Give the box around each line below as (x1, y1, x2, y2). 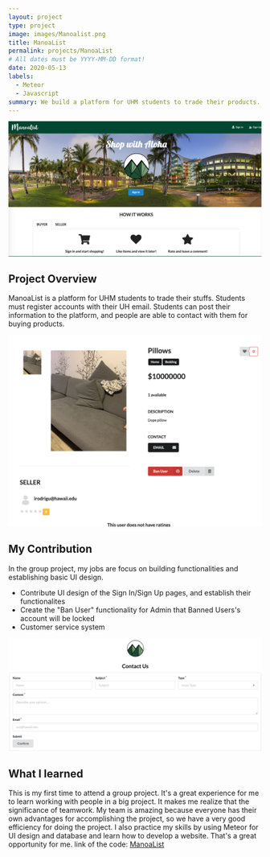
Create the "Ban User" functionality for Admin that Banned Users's (19, 604, 241, 615)
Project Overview (8, 272, 97, 286)
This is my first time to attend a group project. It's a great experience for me (8, 788, 260, 797)
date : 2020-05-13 (8, 64, 67, 72)
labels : (8, 72, 35, 80)
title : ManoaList (8, 39, 67, 47)
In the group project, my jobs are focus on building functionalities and (8, 563, 239, 573)
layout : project (8, 13, 63, 21)
